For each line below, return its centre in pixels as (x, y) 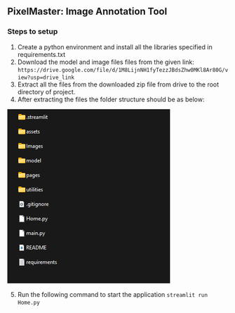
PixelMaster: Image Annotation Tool (87, 12)
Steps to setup (33, 32)
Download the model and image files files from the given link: (106, 62)
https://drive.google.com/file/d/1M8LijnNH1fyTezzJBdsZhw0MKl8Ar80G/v (123, 70)
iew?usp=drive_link (46, 77)
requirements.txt (41, 54)
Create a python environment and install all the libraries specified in (115, 47)
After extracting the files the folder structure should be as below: (111, 99)
